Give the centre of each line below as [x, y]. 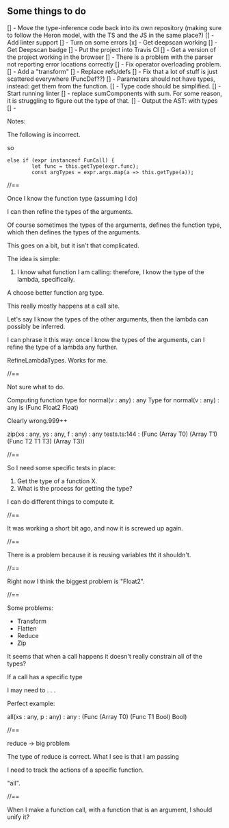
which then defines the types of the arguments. [74, 232]
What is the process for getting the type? [75, 488]
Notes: [16, 121]
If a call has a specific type [45, 677]
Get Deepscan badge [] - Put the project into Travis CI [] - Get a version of [112, 49]
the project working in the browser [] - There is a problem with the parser [110, 57]
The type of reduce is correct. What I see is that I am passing [93, 756]
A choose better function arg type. [56, 292]
